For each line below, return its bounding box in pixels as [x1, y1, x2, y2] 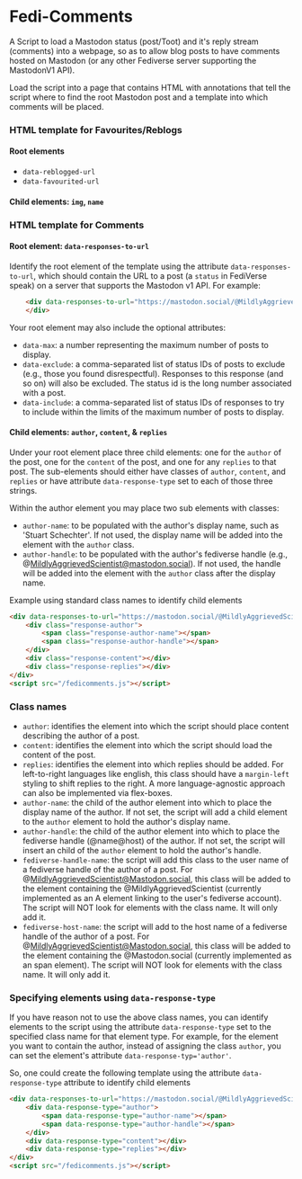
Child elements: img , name [9, 196, 104, 207]
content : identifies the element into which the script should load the [22, 739, 272, 750]
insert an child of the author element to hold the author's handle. [22, 844, 262, 855]
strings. [9, 485, 38, 496]
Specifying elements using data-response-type [9, 991, 216, 1004]
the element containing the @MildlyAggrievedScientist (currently [22, 883, 262, 894]
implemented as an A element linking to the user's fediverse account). [22, 892, 282, 903]
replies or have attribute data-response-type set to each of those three [9, 475, 274, 487]
